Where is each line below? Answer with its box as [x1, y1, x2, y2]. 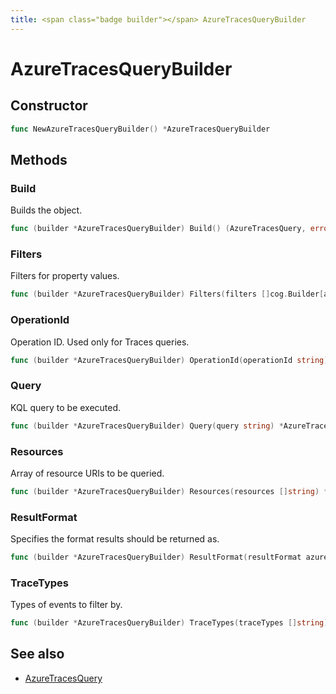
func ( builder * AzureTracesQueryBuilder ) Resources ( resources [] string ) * [10, 486, 329, 496]
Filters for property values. [10, 270, 120, 282]
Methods [10, 151, 68, 168]
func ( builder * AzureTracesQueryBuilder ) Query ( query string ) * [10, 421, 284, 431]
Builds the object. [10, 204, 83, 216]
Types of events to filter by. [10, 599, 123, 611]
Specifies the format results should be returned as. [10, 533, 220, 545]
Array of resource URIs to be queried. [10, 467, 165, 479]
